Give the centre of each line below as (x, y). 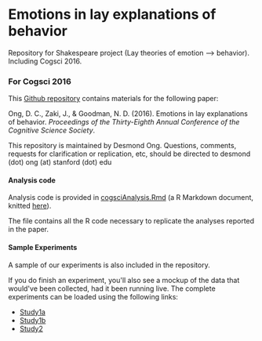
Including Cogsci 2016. (45, 61)
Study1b (33, 320)
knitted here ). (30, 206)
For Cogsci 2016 (40, 82)
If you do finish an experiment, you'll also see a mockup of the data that (124, 280)
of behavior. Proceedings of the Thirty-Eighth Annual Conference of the (124, 122)
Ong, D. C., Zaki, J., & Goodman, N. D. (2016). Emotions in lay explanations (128, 114)
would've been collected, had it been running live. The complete (112, 288)
